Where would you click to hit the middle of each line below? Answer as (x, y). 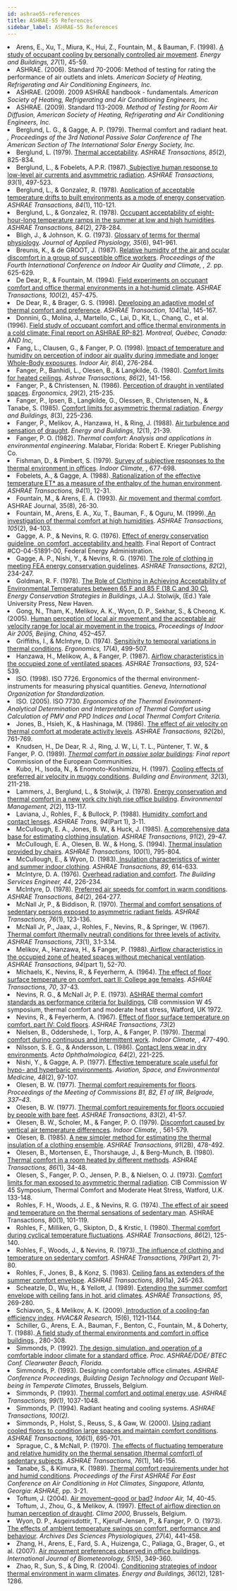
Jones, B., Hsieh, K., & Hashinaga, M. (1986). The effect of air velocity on (122, 724)
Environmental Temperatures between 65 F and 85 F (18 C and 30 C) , (108, 589)
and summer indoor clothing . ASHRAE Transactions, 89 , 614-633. (103, 867)
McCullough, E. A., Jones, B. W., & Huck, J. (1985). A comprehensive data (123, 829)
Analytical (22, 709)
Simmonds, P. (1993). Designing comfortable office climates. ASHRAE (117, 1371)
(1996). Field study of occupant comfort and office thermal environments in (117, 326)
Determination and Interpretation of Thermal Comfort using (124, 709)
